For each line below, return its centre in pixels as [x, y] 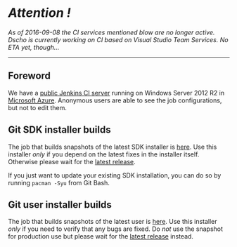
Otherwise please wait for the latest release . [72, 161]
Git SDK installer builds [59, 130]
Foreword [30, 76]
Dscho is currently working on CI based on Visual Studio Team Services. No [118, 39]
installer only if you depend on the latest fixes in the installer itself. [104, 154]
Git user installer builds [60, 205]
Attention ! [39, 13]
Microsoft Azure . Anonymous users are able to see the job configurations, [115, 100]
